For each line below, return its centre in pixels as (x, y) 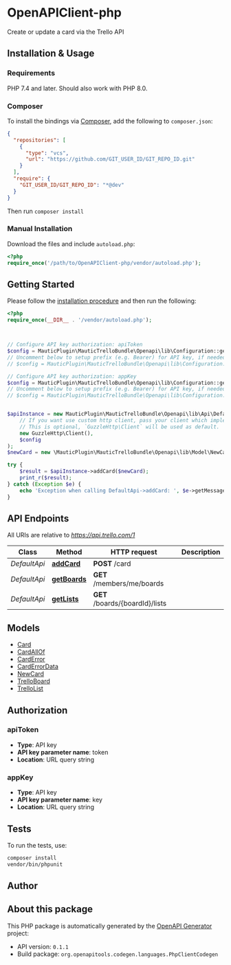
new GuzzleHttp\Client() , (57, 433)
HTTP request (134, 552)
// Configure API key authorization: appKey (72, 376)
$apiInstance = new (35, 414)
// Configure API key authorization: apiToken (75, 345)
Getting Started (41, 284)
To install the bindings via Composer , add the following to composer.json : (110, 121)
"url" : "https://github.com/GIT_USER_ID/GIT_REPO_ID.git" (110, 159)
